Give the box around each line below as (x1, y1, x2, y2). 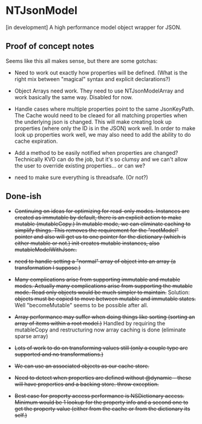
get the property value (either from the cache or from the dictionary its (14, 405, 191, 412)
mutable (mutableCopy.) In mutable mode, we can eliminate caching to (14, 220, 191, 227)
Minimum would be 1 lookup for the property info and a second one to (14, 399, 189, 406)
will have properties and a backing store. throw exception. (14, 380, 159, 388)
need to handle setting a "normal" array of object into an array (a (14, 258, 176, 265)
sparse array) (14, 332, 48, 339)
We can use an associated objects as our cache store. (14, 362, 149, 370)
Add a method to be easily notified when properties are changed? (14, 149, 178, 156)
